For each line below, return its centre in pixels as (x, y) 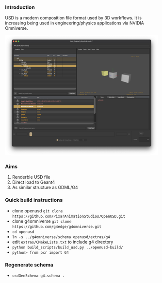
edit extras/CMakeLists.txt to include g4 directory (63, 242)
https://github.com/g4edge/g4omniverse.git (57, 226)
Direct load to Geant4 (33, 182)
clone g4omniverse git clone (42, 221)
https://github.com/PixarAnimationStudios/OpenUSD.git (69, 216)
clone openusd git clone (37, 210)
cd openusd (23, 232)
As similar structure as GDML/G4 (45, 188)
